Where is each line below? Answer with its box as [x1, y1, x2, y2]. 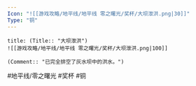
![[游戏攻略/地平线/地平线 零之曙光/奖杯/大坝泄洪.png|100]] [7, 45, 168, 52]
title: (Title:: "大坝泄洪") [7, 37, 88, 44]
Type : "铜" [7, 17, 38, 24]
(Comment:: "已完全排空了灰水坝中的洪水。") [7, 58, 125, 65]
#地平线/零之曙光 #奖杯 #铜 [7, 71, 86, 80]
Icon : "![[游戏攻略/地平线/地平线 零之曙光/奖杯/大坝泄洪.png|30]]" [7, 10, 190, 17]
